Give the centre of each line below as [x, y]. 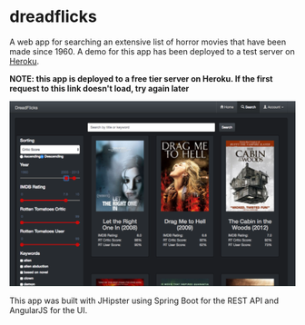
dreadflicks [53, 17]
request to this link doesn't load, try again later [99, 88]
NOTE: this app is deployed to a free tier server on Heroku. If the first [141, 78]
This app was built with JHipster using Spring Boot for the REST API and [144, 300]
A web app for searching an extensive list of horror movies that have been [148, 42]
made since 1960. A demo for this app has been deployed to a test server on [152, 51]
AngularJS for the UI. [49, 310]
